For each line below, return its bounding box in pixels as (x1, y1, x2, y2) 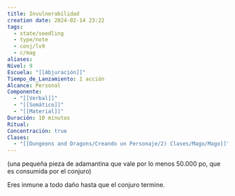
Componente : (7, 88, 42, 95)
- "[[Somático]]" (13, 101, 64, 108)
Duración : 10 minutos (7, 114, 71, 121)
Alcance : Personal (7, 82, 61, 89)
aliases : (7, 56, 33, 63)
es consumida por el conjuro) (7, 167, 92, 176)
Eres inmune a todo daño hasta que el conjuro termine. (7, 181, 166, 189)
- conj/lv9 (13, 43, 45, 50)
